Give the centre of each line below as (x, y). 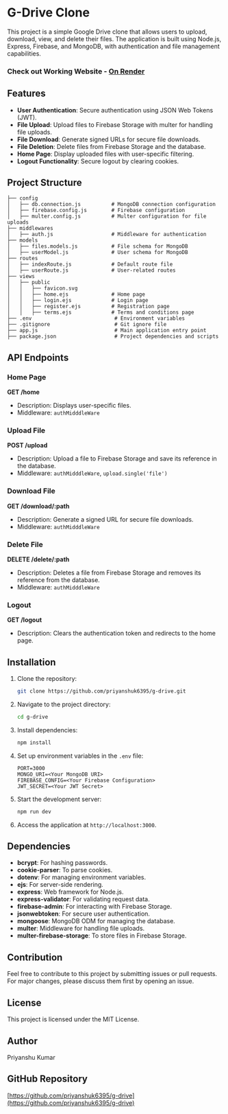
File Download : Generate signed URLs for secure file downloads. (109, 139)
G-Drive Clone (49, 13)
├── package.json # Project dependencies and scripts (113, 337)
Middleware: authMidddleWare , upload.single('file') (92, 473)
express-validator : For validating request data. (83, 899)
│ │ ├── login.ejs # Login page (78, 301)
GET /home (23, 392)
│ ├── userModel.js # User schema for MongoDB (98, 253)
